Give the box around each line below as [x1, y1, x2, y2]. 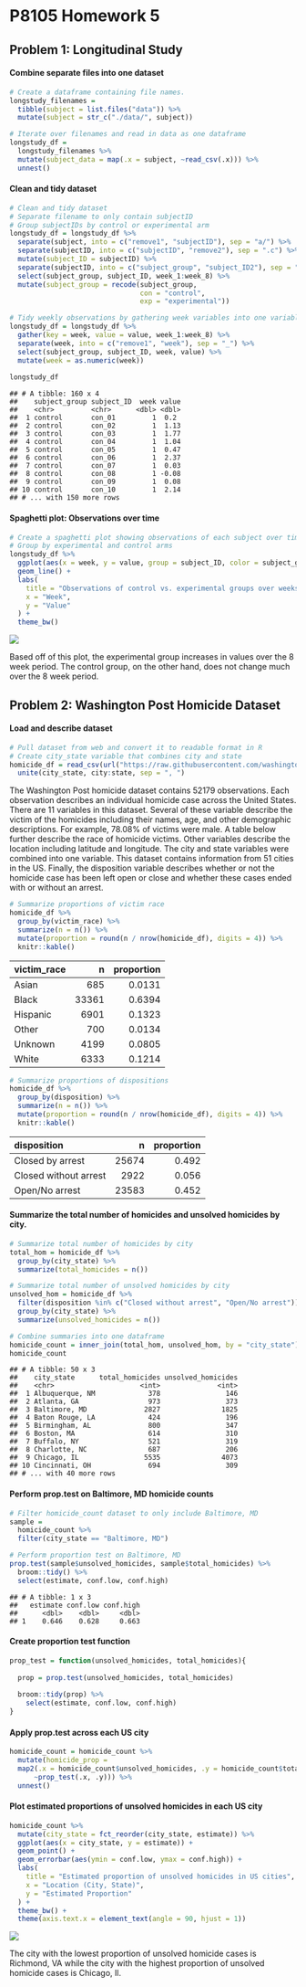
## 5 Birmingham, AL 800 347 [9, 1422, 239, 1431]
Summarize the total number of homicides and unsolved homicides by [9, 1210, 280, 1221]
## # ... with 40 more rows [9, 1469, 117, 1478]
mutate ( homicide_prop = [17, 1756, 107, 1765]
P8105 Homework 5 [9, 5, 161, 26]
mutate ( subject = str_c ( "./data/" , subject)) [17, 113, 194, 122]
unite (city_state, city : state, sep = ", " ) [17, 768, 185, 777]
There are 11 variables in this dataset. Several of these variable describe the [9, 805, 293, 816]
